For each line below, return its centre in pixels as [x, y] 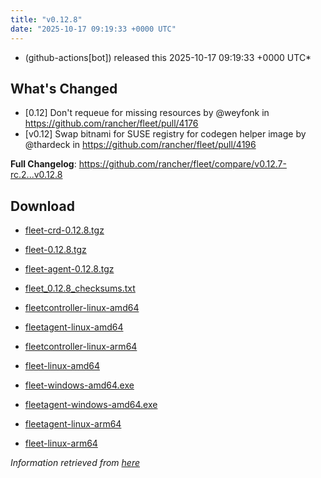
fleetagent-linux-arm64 [73, 424]
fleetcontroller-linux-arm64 [81, 347]
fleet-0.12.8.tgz [55, 250]
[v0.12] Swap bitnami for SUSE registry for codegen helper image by [165, 134]
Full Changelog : [43, 164]
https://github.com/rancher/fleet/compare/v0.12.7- [182, 164]
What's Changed [64, 88]
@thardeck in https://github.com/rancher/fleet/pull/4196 [140, 145]
